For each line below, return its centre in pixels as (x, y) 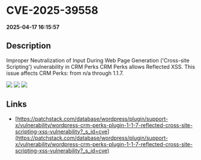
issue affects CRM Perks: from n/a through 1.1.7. (65, 73)
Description (28, 46)
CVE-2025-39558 (52, 10)
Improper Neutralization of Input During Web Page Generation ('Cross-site (98, 60)
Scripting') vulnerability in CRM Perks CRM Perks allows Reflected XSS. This (101, 67)
